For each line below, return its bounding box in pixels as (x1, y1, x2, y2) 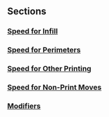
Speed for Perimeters (7, 45, 81, 55)
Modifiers (7, 101, 41, 111)
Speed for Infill (7, 26, 58, 36)
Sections (7, 6, 47, 17)
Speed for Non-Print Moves (7, 83, 102, 93)
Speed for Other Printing (7, 64, 92, 74)
